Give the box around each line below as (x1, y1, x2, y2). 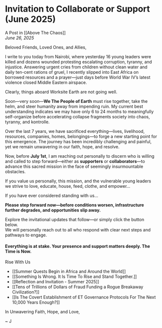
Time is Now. (5, 248, 32, 254)
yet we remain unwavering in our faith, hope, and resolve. (5, 144, 120, 149)
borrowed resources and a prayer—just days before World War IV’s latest (5, 74, 151, 80)
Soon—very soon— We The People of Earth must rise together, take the (5, 98, 148, 104)
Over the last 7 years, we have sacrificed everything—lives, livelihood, (5, 128, 145, 134)
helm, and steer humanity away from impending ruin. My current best (5, 103, 144, 109)
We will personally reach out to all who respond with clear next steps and (5, 227, 151, 232)
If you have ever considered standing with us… (5, 193, 98, 198)
